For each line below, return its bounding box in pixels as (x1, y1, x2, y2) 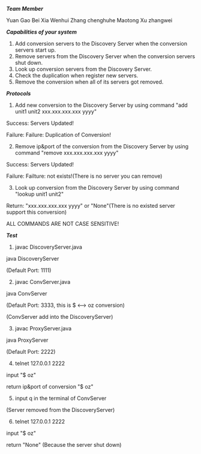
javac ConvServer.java (14, 279, 71, 285)
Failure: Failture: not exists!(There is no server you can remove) (6, 172, 163, 180)
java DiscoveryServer (6, 255, 59, 262)
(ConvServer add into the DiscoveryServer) (6, 313, 113, 320)
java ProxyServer (6, 336, 49, 344)
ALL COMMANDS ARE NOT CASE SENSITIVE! (6, 220, 119, 227)
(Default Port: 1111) (6, 267, 52, 274)
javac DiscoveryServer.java (14, 243, 83, 250)
